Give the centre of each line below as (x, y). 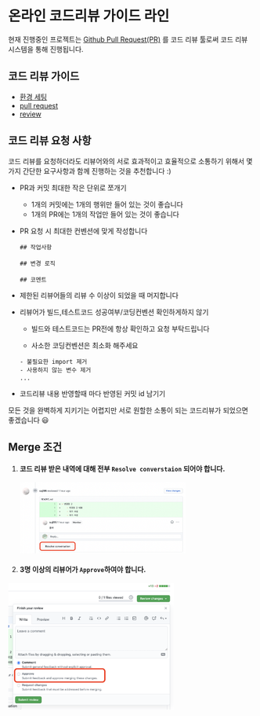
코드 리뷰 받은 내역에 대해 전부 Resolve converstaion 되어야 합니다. (122, 468)
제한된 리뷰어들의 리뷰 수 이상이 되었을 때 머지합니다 (99, 295)
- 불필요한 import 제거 (53, 362)
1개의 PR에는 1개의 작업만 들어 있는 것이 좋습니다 (105, 214)
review (30, 114)
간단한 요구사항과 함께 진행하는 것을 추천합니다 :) (97, 171)
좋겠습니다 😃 (29, 420)
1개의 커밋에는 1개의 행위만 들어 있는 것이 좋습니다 (107, 204)
